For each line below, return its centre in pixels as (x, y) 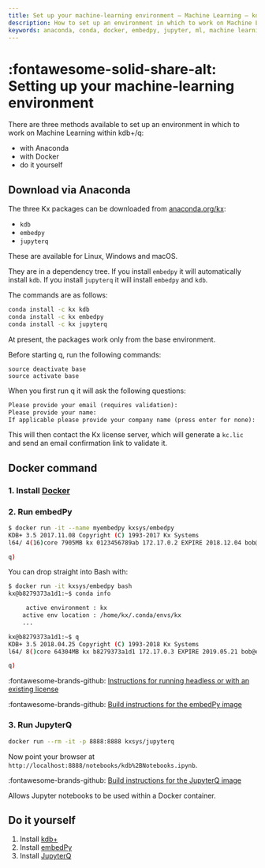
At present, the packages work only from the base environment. (112, 339)
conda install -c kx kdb (49, 310)
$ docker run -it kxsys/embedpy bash (70, 586)
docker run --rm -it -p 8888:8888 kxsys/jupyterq (91, 741)
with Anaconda (44, 148)
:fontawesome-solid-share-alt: (112, 69)
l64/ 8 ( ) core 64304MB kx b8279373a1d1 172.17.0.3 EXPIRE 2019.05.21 (123, 652)
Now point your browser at (52, 756)
